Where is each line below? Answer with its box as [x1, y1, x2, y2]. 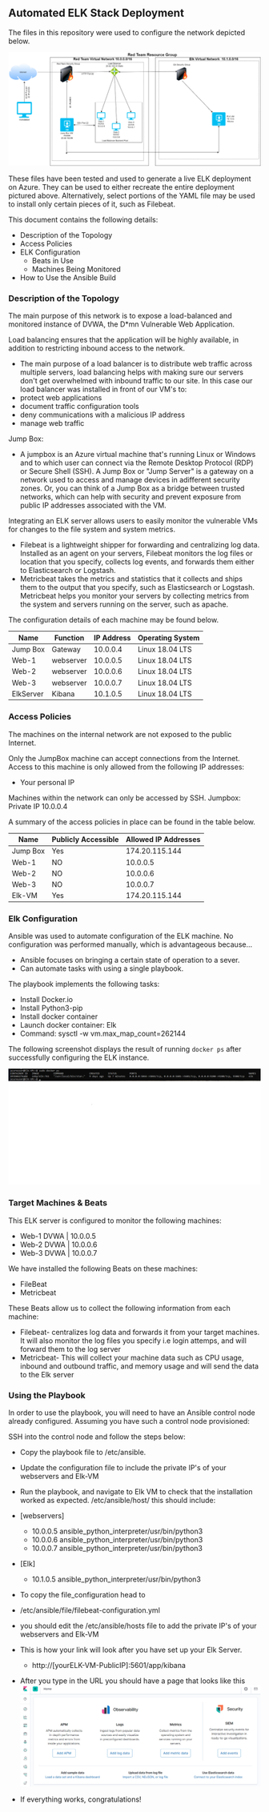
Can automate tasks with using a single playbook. [19, 964, 184, 973]
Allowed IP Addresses [125, 835, 201, 844]
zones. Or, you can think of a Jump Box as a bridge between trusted [19, 483, 245, 493]
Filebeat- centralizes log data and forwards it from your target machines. [19, 1327, 260, 1337]
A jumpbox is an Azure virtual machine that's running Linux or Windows [19, 450, 256, 459]
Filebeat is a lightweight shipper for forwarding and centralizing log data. [19, 540, 260, 549]
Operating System [137, 632, 200, 643]
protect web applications [19, 393, 102, 403]
